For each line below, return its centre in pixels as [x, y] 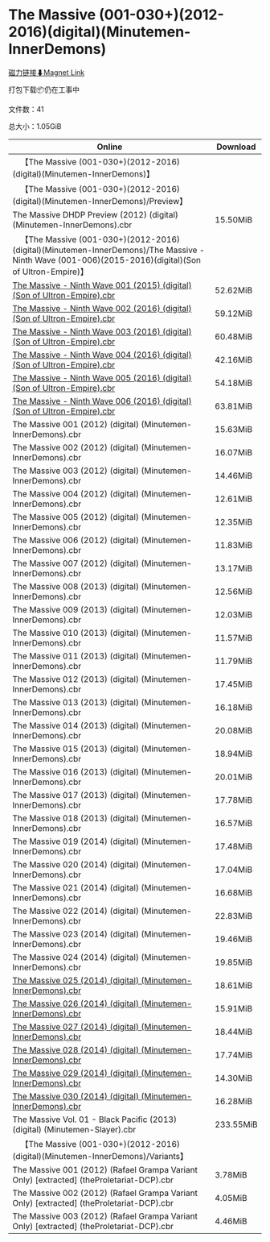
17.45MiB [234, 684]
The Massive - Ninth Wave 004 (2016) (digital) [102, 355]
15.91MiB [234, 1008]
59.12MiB [234, 314]
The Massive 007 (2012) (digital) [76, 563]
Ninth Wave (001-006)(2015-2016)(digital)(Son [106, 260]
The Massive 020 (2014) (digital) [76, 864]
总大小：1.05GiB [35, 126]
